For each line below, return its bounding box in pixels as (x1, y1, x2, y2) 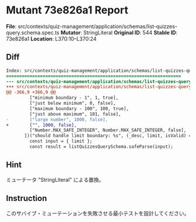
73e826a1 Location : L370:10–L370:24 (6, 35, 97, 42)
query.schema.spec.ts (6, 29, 60, 36)
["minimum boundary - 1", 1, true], (29, 95, 118, 101)
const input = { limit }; (29, 138, 93, 144)
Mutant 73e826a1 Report (6, 4, 128, 17)
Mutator (60, 29, 81, 36)
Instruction (6, 193, 47, 203)
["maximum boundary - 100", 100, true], (29, 106, 129, 112)
